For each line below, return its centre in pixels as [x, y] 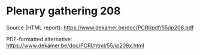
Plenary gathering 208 [63, 11]
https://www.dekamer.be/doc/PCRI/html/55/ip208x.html [75, 45]
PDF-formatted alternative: [39, 39]
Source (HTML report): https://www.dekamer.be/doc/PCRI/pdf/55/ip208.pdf [100, 27]
